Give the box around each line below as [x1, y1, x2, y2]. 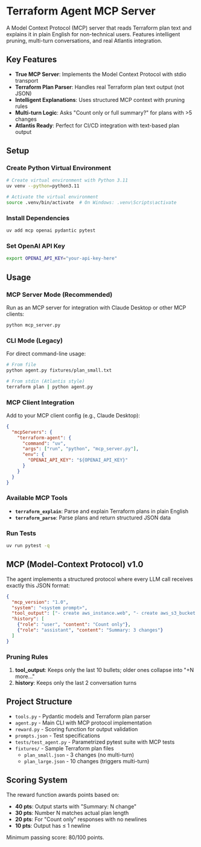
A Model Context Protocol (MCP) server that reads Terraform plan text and [6, 24, 192, 31]
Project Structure [6, 697, 72, 707]
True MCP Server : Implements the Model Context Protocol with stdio [14, 71, 187, 78]
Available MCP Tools [6, 493, 68, 502]
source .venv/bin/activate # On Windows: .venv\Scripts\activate [6, 200, 177, 206]
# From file [6, 362, 36, 368]
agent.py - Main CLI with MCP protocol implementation [14, 719, 152, 726]
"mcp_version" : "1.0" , [11, 599, 69, 605]
